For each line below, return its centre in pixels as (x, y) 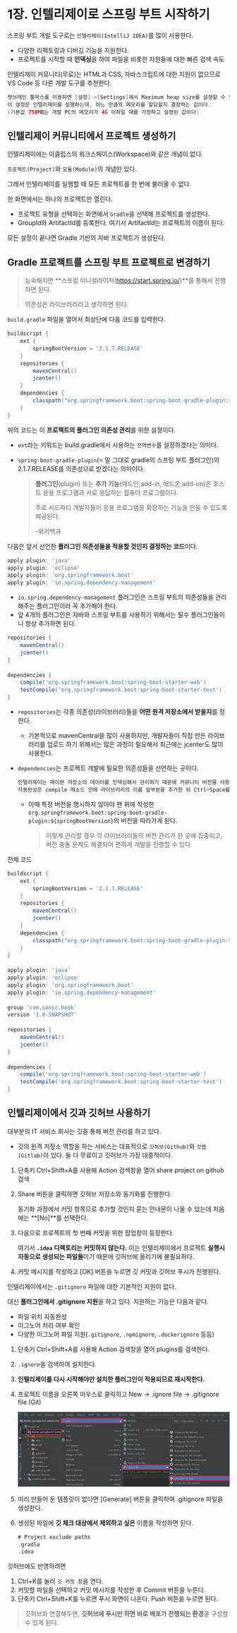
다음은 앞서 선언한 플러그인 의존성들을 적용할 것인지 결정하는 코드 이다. (103, 546)
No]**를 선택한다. (64, 1218)
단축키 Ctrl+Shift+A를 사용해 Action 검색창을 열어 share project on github (121, 1170)
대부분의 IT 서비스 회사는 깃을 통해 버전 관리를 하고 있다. (84, 1131)
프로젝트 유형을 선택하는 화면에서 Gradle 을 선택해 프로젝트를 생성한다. (114, 214)
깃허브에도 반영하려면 (37, 1566)
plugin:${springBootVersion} (71, 821)
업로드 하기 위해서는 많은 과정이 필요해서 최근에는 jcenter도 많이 (135, 744)
